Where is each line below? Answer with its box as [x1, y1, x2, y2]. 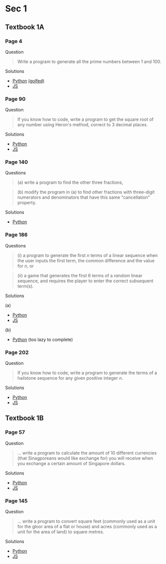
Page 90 [5, 95, 26, 102]
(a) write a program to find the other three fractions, [17, 179, 123, 185]
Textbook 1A [5, 23, 45, 31]
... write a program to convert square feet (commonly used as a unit [17, 518, 155, 524]
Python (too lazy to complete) [12, 336, 73, 342]
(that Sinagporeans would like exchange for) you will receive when [17, 455, 154, 461]
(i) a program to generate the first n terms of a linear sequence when [17, 252, 158, 258]
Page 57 [5, 429, 25, 436]
